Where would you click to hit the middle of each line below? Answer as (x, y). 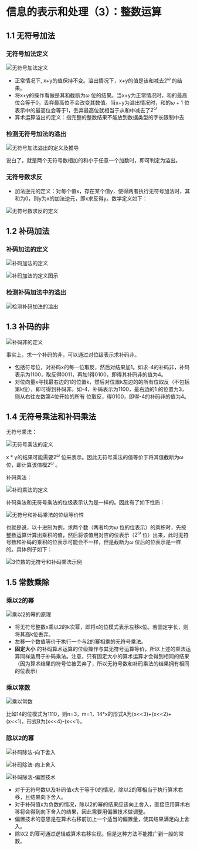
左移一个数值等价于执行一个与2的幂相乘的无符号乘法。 (80, 642)
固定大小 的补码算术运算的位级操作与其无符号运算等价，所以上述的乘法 (100, 649)
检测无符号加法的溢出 (36, 134)
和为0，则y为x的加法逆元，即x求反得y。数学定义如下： (81, 198)
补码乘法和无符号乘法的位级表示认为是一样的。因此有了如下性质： (86, 502)
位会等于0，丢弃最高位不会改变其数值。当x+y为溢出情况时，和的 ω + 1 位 (102, 102)
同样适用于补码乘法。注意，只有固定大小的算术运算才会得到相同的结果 (104, 657)
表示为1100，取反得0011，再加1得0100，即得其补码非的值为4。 (90, 374)
